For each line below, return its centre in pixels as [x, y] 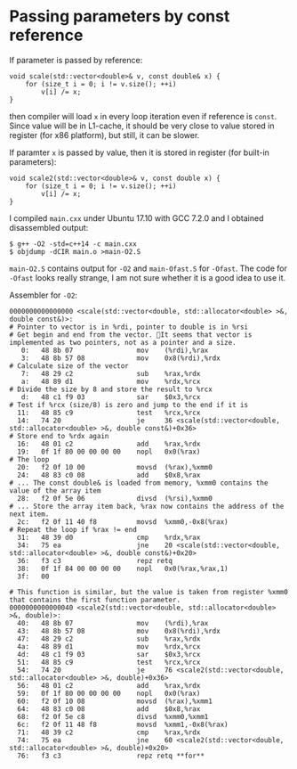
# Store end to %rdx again [59, 436]
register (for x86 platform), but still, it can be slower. [104, 135]
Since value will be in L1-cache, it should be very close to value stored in [142, 126]
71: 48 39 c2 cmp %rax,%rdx [109, 732]
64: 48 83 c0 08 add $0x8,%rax [109, 709]
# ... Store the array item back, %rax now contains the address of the [147, 506]
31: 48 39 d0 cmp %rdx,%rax [109, 537]
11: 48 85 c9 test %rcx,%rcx [109, 413]
